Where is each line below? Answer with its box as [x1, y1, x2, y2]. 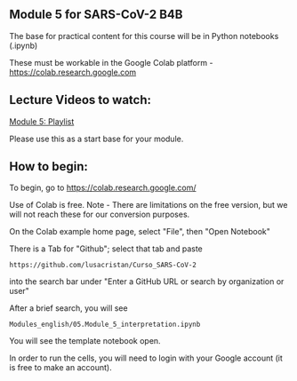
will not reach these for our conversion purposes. [9, 209, 190, 220]
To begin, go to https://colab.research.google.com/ [9, 182, 197, 194]
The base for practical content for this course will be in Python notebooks [9, 30, 279, 41]
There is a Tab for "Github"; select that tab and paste [9, 243, 203, 254]
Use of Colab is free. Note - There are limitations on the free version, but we [9, 200, 288, 210]
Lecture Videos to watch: [9, 92, 152, 107]
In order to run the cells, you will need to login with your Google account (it [9, 353, 283, 363]
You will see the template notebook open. [9, 336, 162, 346]
